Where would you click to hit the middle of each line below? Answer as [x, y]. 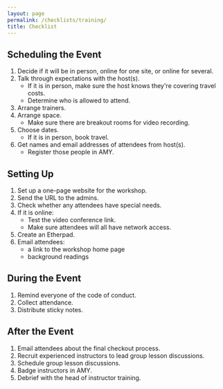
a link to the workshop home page [76, 249]
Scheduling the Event [54, 54]
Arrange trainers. [42, 108]
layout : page [26, 13]
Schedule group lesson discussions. [69, 363]
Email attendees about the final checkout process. [89, 348]
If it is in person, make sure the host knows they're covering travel [122, 86]
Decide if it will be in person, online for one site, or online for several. [115, 71]
